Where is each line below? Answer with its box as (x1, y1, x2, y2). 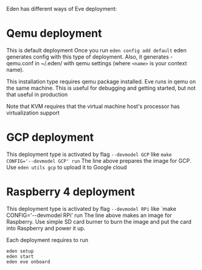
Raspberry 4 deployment (6, 185, 135, 199)
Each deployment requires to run (6, 236, 88, 243)
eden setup (6, 248, 34, 254)
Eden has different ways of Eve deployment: (6, 5, 117, 12)
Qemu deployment (6, 27, 102, 40)
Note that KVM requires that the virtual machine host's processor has (6, 102, 180, 110)
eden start (6, 253, 34, 260)
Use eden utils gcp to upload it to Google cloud (6, 163, 127, 171)
